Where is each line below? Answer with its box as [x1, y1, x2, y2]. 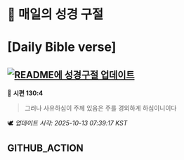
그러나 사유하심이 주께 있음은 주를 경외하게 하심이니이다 [24, 104, 177, 113]
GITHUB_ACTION [7, 142, 84, 154]
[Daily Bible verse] [7, 39, 117, 55]
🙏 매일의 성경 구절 [7, 6, 104, 23]
